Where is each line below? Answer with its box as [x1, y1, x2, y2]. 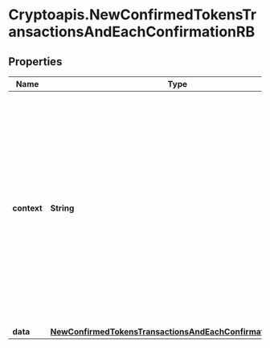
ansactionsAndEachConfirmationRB [8, 23, 256, 41]
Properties [8, 55, 63, 68]
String [50, 203, 75, 214]
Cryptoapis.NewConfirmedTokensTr [8, 6, 257, 24]
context [12, 203, 43, 214]
